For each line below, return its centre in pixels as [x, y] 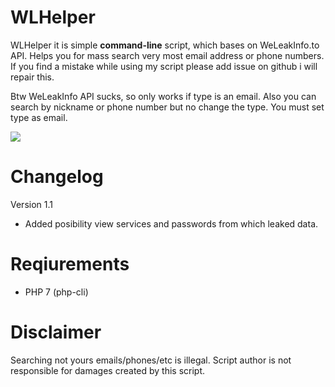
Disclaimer [56, 332]
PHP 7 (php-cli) [56, 292]
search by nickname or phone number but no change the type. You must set [167, 107]
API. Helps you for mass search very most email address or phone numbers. [167, 55]
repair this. [32, 77]
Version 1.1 [31, 204]
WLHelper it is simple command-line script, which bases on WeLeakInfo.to [165, 45]
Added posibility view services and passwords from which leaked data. [171, 223]
